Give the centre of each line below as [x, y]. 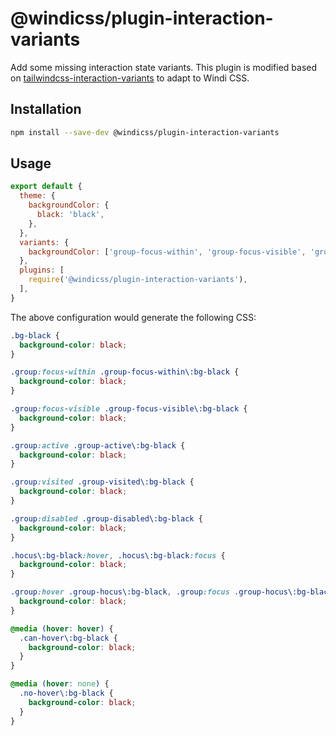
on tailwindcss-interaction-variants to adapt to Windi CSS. [130, 78]
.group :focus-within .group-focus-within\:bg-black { [125, 372]
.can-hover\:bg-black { [68, 638]
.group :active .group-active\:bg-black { [98, 445]
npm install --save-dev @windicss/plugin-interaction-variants [145, 132]
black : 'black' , [70, 215]
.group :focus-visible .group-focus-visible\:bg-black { [129, 409]
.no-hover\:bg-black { [66, 693]
